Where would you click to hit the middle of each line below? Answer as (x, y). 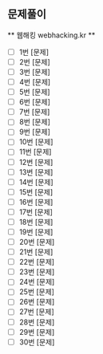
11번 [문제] (35, 152)
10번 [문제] (36, 142)
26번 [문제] (37, 302)
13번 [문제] (36, 172)
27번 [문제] (37, 312)
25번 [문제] (37, 292)
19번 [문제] (36, 232)
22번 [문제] (37, 262)
